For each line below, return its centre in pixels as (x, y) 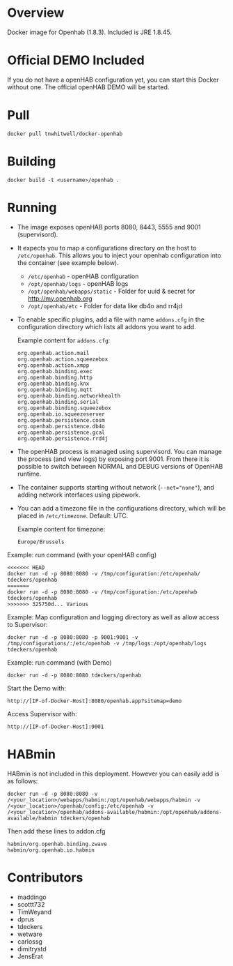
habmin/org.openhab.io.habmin (51, 850)
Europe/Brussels (41, 542)
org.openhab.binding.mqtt (55, 390)
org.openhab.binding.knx (53, 384)
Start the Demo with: (37, 688)
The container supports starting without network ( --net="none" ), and (115, 487)
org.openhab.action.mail (53, 353)
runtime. (29, 474)
